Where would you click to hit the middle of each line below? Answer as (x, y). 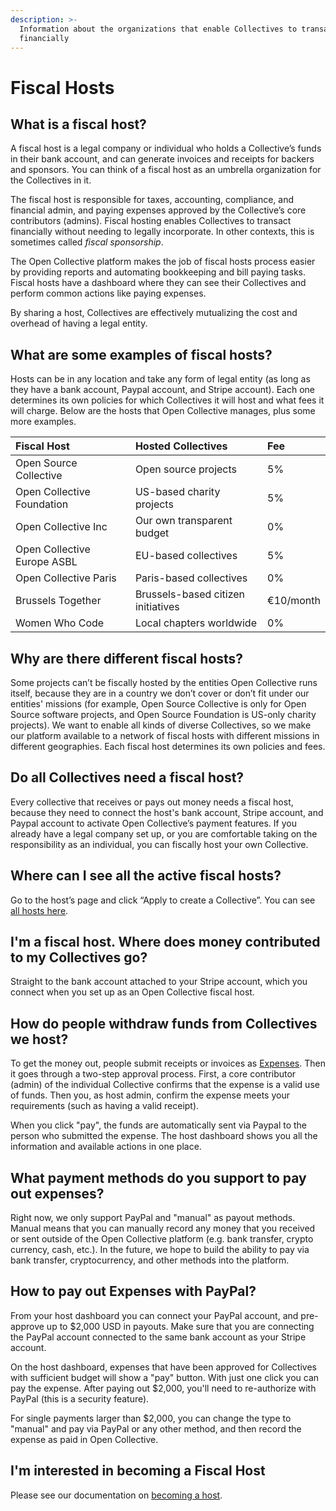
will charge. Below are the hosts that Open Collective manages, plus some (163, 411)
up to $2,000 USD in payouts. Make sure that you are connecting (180, 1326)
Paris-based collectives (191, 578)
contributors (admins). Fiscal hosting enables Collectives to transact (151, 221)
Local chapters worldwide (195, 623)
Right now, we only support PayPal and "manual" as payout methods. (153, 1218)
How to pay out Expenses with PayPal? (133, 1291)
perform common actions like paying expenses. (108, 293)
